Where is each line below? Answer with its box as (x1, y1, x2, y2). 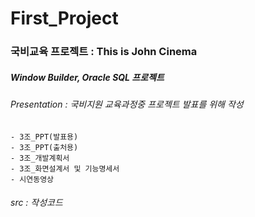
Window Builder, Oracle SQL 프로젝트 (10, 71, 165, 83)
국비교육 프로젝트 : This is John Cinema (10, 45, 198, 59)
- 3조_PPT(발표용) (10, 132, 79, 142)
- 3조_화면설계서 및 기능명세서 (10, 163, 120, 174)
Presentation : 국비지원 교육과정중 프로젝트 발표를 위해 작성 (10, 98, 244, 111)
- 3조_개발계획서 (10, 153, 70, 163)
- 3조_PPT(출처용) (10, 142, 79, 152)
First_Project (10, 7, 119, 30)
